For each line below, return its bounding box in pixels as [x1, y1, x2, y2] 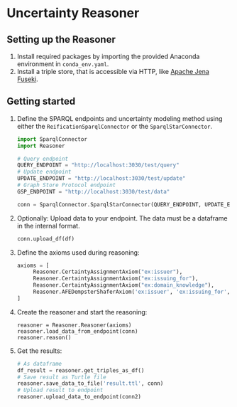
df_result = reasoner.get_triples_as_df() [16, 366, 145, 374]
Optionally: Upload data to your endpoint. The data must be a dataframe [16, 213, 228, 222]
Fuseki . [16, 75, 38, 83]
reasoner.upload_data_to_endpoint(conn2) [16, 393, 141, 401]
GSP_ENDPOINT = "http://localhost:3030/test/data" [16, 188, 170, 195]
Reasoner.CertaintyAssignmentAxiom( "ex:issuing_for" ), [33, 275, 199, 282]
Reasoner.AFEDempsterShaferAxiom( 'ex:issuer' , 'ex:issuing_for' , [33, 288, 231, 296]
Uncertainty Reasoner [6, 5, 140, 21]
